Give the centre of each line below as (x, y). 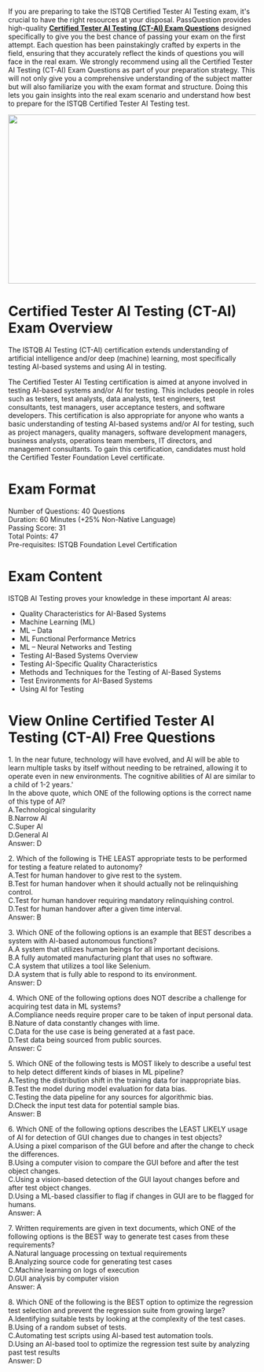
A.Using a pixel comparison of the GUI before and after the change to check (131, 1146)
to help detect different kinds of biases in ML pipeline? (96, 1072)
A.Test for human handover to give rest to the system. (95, 875)
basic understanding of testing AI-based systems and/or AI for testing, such (131, 423)
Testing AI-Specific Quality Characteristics (88, 664)
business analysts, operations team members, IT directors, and (110, 440)
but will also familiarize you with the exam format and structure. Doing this (128, 87)
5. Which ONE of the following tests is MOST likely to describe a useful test (130, 1063)
